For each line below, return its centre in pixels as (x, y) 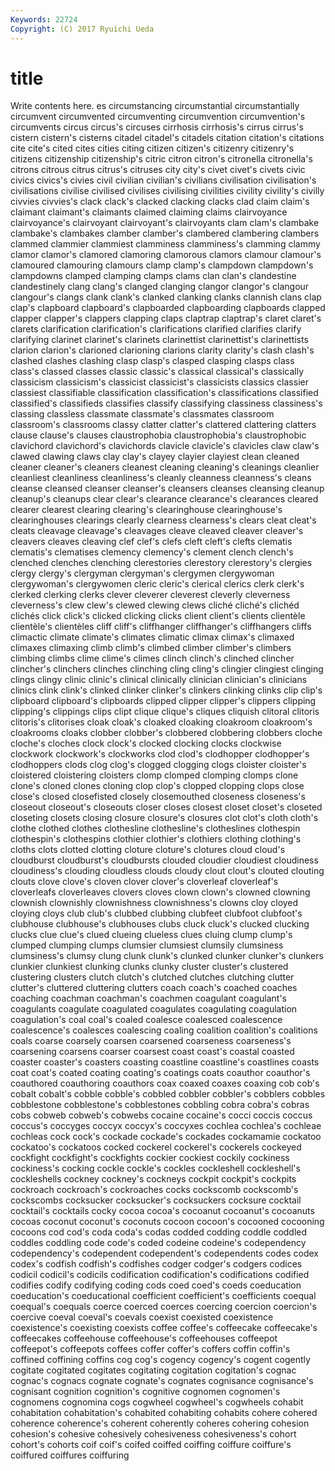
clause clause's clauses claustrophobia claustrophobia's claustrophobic (158, 435)
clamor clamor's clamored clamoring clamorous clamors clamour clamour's (166, 255)
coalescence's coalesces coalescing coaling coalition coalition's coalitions (164, 1030)
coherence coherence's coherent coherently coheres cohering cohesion (160, 1423)
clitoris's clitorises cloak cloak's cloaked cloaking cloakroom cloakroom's (161, 722)
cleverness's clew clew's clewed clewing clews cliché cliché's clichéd (155, 605)
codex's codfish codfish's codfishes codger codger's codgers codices (156, 1264)
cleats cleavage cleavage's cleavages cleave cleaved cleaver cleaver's (157, 531)
